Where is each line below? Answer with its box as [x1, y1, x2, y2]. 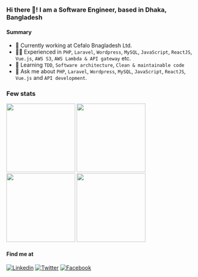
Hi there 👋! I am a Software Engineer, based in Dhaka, [6, 5, 167, 14]
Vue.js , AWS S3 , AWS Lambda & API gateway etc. [15, 55, 131, 62]
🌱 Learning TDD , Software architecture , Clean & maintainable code [15, 61, 185, 69]
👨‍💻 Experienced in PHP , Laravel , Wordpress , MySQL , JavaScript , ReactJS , [15, 48, 193, 56]
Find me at [6, 250, 34, 258]
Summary [6, 28, 32, 35]
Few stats [6, 90, 36, 98]
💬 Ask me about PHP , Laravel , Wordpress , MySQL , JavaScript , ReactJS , [15, 68, 186, 75]
